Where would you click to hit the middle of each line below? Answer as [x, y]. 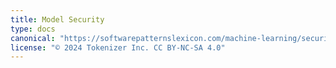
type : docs [33, 29]
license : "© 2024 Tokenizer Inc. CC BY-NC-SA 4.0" [118, 47]
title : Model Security [57, 19]
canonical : [33, 38]
